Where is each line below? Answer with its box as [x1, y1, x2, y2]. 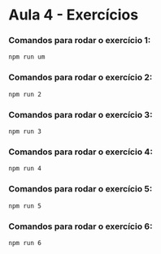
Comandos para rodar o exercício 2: [8, 71, 153, 83]
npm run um [8, 53, 46, 62]
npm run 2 [8, 90, 42, 98]
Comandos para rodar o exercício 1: [8, 35, 151, 46]
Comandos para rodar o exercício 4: [8, 146, 153, 157]
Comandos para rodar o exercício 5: [8, 183, 153, 195]
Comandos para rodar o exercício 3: [8, 109, 153, 120]
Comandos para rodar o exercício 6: [8, 221, 153, 232]
